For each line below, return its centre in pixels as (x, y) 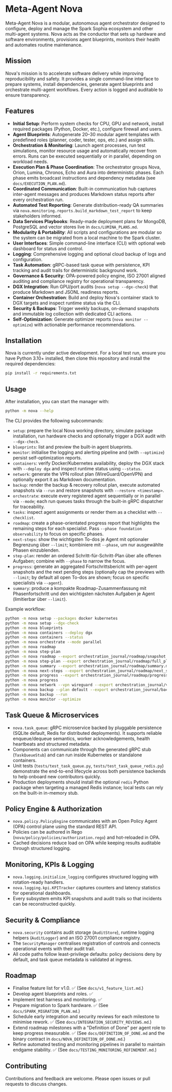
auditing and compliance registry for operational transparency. (79, 281)
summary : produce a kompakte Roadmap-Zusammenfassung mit (80, 588)
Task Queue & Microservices (52, 715)
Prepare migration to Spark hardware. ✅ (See (60, 1005)
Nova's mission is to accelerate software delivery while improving (74, 73)
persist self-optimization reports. (47, 457)
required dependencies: (30, 364)
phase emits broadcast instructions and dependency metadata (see (84, 178)
